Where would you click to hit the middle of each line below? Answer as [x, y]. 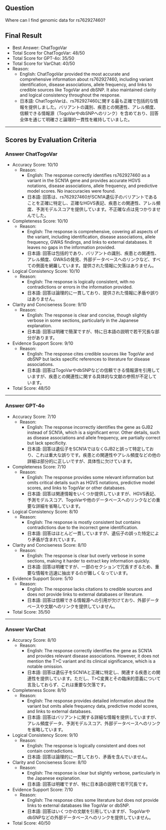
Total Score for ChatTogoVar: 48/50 [48, 53]
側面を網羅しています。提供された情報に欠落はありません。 [96, 266]
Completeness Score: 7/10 [39, 467]
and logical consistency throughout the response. [70, 95]
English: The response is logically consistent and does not [86, 745]
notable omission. [45, 666]
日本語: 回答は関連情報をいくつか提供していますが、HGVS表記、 [93, 493]
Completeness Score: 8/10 [39, 690]
